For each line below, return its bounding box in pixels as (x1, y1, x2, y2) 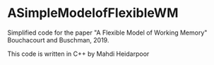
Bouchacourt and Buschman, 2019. (7, 35, 109, 44)
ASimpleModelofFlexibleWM (7, 5, 179, 21)
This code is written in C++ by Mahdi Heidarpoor (7, 49, 150, 58)
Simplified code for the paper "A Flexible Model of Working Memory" (7, 28, 208, 37)
